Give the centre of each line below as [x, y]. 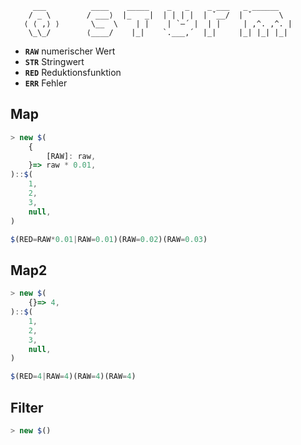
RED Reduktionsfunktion [73, 72]
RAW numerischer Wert [70, 51]
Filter [27, 407]
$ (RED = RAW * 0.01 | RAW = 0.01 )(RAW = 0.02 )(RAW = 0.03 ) [109, 239]
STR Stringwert [54, 61]
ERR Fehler [46, 83]
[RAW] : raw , [71, 156]
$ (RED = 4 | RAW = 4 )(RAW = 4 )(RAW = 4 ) [73, 377]
